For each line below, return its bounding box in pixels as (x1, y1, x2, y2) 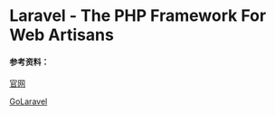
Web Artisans (9, 24, 115, 45)
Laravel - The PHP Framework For (9, 5, 267, 26)
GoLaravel (9, 96, 48, 107)
